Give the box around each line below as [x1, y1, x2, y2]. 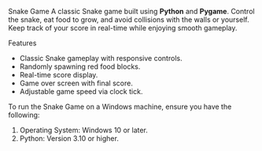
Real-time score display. [19, 70, 98, 79]
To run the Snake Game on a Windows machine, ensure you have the [8, 102, 232, 111]
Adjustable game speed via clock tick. [19, 87, 143, 96]
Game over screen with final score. [19, 78, 134, 88]
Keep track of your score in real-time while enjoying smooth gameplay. [8, 23, 238, 32]
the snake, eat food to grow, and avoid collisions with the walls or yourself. [8, 15, 249, 24]
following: [8, 110, 40, 120]
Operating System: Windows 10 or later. [19, 125, 148, 135]
